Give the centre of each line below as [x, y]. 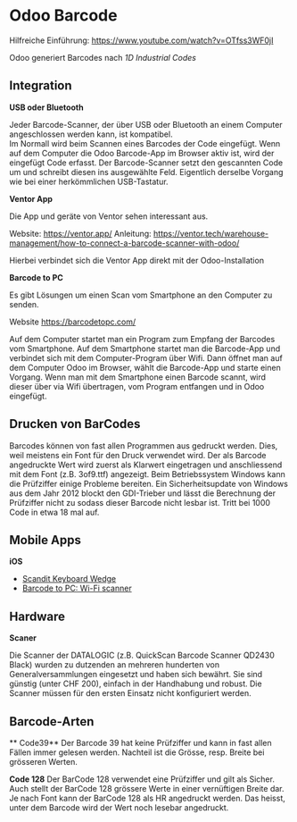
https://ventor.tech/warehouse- [211, 233]
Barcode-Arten [52, 721]
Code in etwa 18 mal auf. [54, 512]
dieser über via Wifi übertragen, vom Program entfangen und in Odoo [137, 386]
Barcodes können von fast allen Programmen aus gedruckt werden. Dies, [144, 445]
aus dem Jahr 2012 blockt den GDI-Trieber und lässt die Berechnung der [143, 493]
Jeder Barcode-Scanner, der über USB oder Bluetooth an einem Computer [146, 124]
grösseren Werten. [44, 762]
